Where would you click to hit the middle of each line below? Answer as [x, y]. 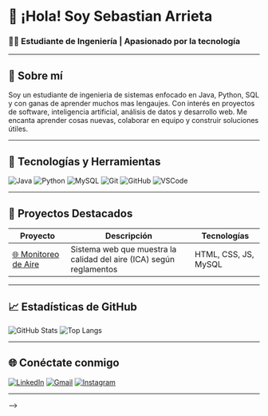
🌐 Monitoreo [36, 254]
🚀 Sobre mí [35, 75]
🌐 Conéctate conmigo [64, 363]
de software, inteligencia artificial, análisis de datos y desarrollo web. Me [128, 112]
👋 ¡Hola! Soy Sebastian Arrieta [110, 16]
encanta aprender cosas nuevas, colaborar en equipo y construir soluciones [134, 121]
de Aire [26, 264]
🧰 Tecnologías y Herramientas [85, 162]
